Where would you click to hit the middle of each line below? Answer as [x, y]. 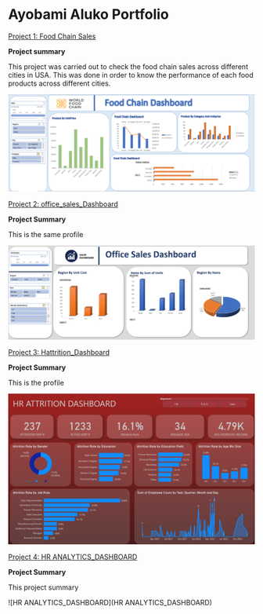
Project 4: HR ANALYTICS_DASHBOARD [73, 557]
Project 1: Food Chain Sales [52, 36]
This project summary [43, 587]
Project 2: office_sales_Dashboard [63, 204]
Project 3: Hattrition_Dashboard [59, 353]
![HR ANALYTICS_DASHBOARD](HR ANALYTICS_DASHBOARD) [110, 603]
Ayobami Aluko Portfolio [89, 15]
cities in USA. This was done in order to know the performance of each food [131, 75]
